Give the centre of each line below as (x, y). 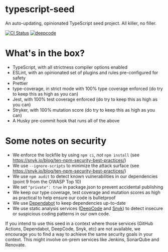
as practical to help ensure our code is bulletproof (64, 198)
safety (19, 78)
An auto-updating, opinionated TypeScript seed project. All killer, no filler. (81, 23)
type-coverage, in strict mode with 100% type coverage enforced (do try (88, 89)
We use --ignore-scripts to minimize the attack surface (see (76, 165)
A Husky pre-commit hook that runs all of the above (66, 120)
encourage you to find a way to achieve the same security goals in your (79, 234)
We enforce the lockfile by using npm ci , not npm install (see (76, 155)
